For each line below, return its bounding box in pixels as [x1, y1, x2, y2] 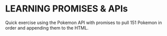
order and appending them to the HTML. [5, 24, 89, 30]
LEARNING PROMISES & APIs [5, 3, 128, 14]
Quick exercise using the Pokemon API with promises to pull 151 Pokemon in [5, 19, 162, 25]
